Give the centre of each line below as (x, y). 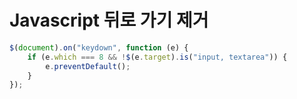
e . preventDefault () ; (88, 66)
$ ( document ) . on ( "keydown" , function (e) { (99, 47)
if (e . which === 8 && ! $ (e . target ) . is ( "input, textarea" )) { (157, 57)
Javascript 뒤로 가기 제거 (109, 20)
